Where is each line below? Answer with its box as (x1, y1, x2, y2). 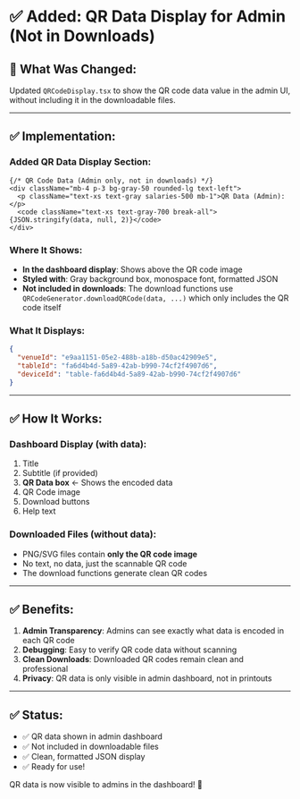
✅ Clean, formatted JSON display (21, 752, 146, 762)
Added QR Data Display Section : (9, 156, 152, 168)
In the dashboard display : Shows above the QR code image (21, 264, 243, 275)
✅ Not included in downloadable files (21, 741, 159, 752)
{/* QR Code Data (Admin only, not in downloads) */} (9, 176, 214, 185)
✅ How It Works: (9, 412, 103, 427)
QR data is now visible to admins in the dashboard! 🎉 (9, 779, 204, 790)
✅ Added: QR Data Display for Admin (9, 6, 286, 27)
